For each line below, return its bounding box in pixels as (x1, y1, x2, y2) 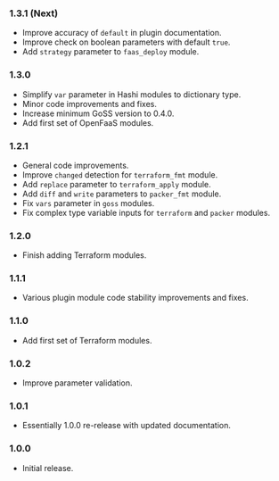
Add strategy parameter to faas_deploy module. (21, 46, 200, 57)
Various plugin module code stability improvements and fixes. (21, 293, 249, 303)
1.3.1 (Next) (9, 7, 59, 20)
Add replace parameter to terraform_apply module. (21, 178, 211, 189)
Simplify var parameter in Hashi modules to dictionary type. (21, 88, 242, 100)
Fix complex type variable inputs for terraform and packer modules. (21, 207, 270, 218)
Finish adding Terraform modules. (21, 250, 147, 261)
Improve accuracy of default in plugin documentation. (21, 28, 222, 38)
